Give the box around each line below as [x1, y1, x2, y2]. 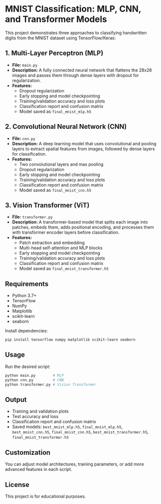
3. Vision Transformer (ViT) [5, 201, 90, 209]
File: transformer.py [12, 214, 53, 220]
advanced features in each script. [5, 467, 72, 472]
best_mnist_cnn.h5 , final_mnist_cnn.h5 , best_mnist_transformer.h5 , [12, 429, 149, 435]
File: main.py [12, 62, 38, 68]
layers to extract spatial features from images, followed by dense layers [12, 146, 155, 152]
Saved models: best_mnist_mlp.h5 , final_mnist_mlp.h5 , [12, 424, 123, 430]
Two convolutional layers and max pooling [19, 161, 103, 167]
